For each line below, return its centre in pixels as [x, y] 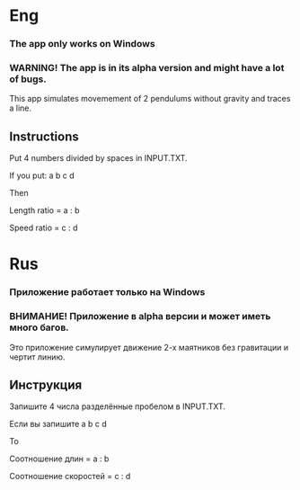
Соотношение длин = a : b [59, 459]
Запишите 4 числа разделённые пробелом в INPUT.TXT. [118, 406]
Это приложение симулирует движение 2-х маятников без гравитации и [149, 347]
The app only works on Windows [82, 44]
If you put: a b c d [42, 175]
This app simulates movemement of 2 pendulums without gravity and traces [150, 99]
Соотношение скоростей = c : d [70, 477]
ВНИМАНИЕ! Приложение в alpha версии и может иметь [140, 316]
